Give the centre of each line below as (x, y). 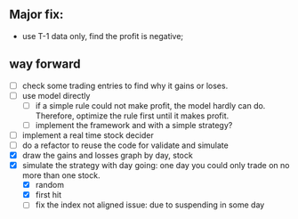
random (50, 185)
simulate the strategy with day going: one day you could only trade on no (156, 166)
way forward (45, 65)
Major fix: (36, 15)
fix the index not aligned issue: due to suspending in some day (150, 205)
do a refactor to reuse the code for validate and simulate (125, 145)
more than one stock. (61, 175)
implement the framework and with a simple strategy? (134, 125)
